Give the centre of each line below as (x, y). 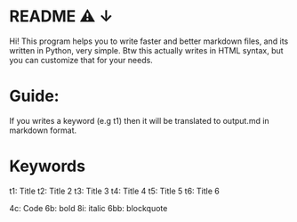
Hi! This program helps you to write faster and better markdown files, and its (149, 41)
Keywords (48, 166)
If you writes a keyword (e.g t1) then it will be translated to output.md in (139, 120)
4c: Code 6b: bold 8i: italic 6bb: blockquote (88, 208)
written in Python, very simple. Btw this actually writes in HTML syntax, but (146, 50)
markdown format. (43, 130)
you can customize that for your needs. (81, 60)
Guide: (34, 96)
